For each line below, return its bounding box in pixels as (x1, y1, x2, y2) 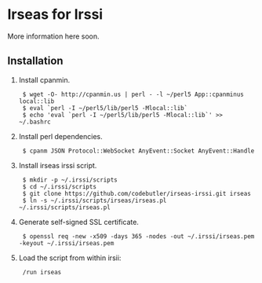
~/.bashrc (18, 118, 52, 126)
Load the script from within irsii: (18, 253, 122, 263)
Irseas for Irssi (7, 6, 104, 24)
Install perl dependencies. (18, 131, 103, 141)
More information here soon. (7, 31, 100, 41)
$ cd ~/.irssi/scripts (22, 182, 97, 190)
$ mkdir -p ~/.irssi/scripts (22, 175, 118, 184)
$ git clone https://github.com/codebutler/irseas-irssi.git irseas (22, 189, 252, 197)
